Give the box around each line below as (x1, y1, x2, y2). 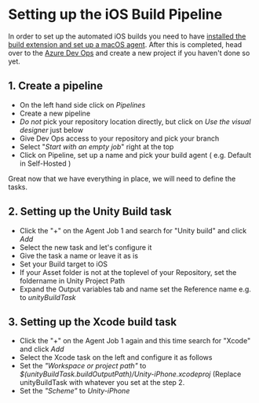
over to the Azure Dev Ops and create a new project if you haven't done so (8, 48, 250, 57)
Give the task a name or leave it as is (19, 251, 139, 260)
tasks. (8, 182, 28, 192)
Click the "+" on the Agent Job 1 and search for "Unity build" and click (19, 225, 247, 235)
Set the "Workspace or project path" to (19, 361, 147, 371)
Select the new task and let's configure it (19, 242, 152, 252)
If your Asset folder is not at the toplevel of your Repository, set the (19, 267, 237, 277)
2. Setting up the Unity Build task (8, 205, 172, 218)
